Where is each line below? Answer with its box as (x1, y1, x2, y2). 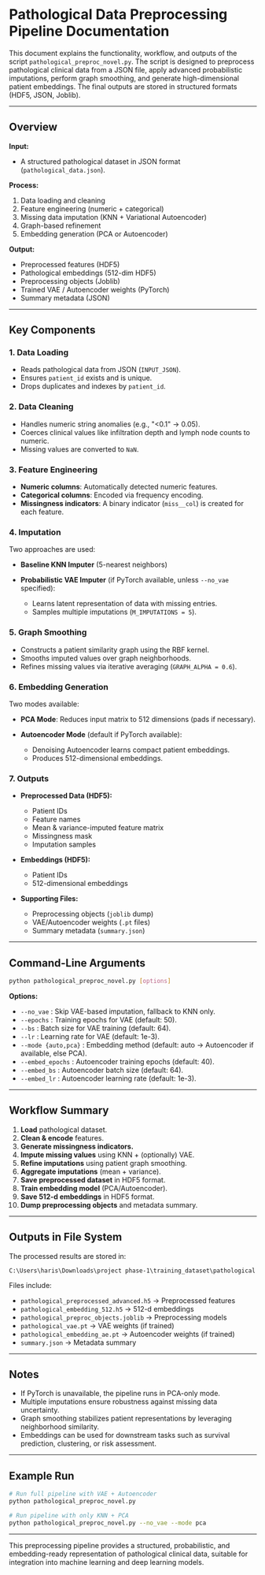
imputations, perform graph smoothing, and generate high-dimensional (9, 73, 239, 83)
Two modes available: (9, 699, 79, 709)
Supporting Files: (20, 894, 79, 903)
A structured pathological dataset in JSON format (20, 156, 181, 166)
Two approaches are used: (9, 545, 96, 554)
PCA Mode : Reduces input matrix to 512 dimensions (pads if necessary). (20, 714, 256, 724)
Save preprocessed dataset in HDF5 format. (20, 1175, 166, 1184)
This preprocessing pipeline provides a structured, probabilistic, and (9, 1540, 230, 1550)
